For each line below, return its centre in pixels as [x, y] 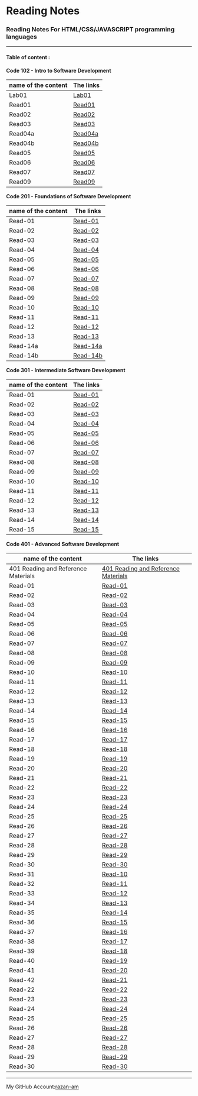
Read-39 [22, 951]
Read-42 [22, 979]
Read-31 [22, 874]
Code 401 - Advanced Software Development [63, 544]
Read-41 [22, 970]
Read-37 [22, 931]
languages [22, 37]
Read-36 [22, 922]
